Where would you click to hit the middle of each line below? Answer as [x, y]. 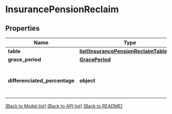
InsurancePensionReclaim [62, 9]
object [87, 81]
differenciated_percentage [41, 81]
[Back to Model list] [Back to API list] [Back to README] [64, 106]
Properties [23, 28]
